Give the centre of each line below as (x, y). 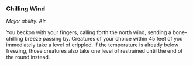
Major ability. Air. (27, 21)
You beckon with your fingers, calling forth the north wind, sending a (89, 32)
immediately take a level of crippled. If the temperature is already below (92, 45)
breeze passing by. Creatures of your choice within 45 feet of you (104, 39)
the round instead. (28, 57)
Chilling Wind (26, 9)
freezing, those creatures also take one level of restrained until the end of (94, 51)
